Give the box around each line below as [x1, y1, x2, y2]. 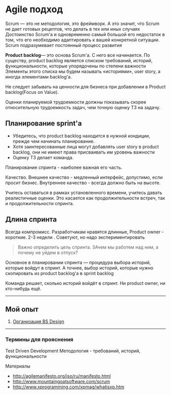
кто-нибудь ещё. [5, 285, 42, 291]
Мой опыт [5, 305, 39, 313]
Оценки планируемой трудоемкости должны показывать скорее [5, 98, 147, 105]
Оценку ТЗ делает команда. [12, 154, 74, 160]
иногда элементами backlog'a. [5, 73, 72, 80]
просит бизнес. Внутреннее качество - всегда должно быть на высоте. [5, 180, 161, 186]
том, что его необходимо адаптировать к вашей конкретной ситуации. [5, 37, 160, 43]
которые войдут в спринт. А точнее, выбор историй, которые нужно [5, 264, 154, 271]
